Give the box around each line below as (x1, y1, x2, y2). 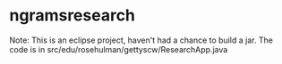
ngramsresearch (9, 5, 136, 26)
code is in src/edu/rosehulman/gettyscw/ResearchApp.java (9, 44, 228, 54)
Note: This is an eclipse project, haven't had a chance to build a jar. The (9, 35, 273, 45)
